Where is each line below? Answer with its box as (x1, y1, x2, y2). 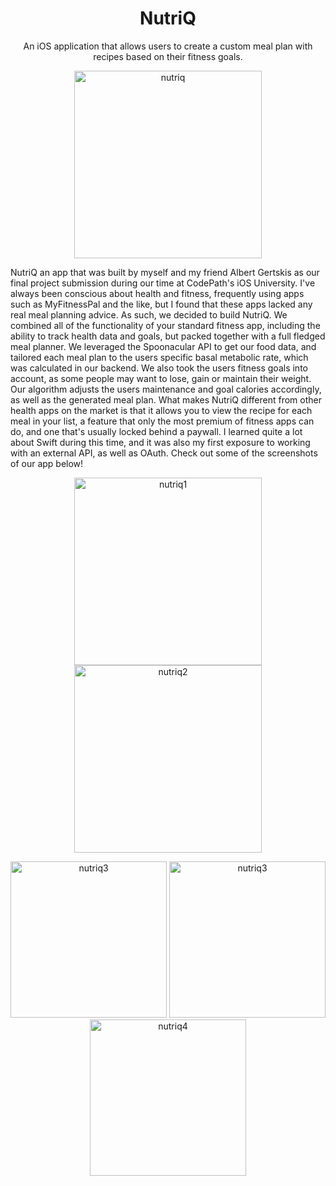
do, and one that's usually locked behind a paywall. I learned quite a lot (10, 425, 303, 437)
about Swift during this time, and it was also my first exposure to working (10, 436, 311, 448)
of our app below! (10, 457, 84, 469)
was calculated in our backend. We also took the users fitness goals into (10, 362, 308, 374)
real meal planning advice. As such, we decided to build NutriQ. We (10, 308, 288, 321)
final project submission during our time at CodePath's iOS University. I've (10, 277, 316, 289)
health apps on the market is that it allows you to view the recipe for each (10, 404, 313, 416)
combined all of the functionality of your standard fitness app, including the (10, 319, 321, 331)
